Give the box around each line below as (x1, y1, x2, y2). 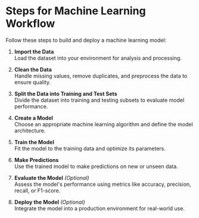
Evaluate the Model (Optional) (14, 174, 90, 181)
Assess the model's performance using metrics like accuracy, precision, (14, 180, 191, 188)
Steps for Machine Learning (5, 4, 147, 18)
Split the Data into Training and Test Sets (14, 90, 117, 97)
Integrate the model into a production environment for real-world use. (14, 204, 185, 212)
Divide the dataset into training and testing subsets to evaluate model (14, 96, 185, 104)
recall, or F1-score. (14, 186, 61, 194)
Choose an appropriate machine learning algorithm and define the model (14, 120, 193, 127)
